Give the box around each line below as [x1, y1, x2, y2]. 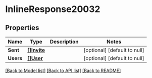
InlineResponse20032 [5, 3, 100, 15]
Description [49, 38, 79, 45]
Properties [5, 23, 39, 32]
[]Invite [27, 46, 45, 53]
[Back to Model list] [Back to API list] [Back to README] [5, 67, 121, 73]
